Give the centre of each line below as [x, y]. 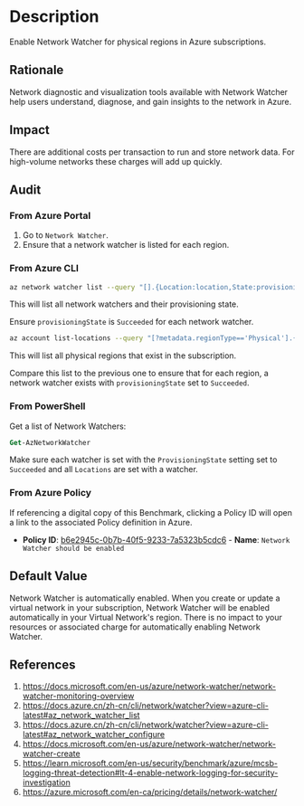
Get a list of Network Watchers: [68, 426]
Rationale [37, 70]
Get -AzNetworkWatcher [50, 442]
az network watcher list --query [72, 287]
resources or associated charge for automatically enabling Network [135, 627]
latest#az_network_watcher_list [81, 716]
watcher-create [51, 754]
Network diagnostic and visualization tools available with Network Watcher [148, 91]
